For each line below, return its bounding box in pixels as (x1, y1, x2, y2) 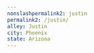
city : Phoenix (7, 29, 48, 36)
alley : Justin (7, 23, 48, 30)
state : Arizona (7, 36, 51, 43)
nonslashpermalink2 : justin (7, 10, 88, 17)
